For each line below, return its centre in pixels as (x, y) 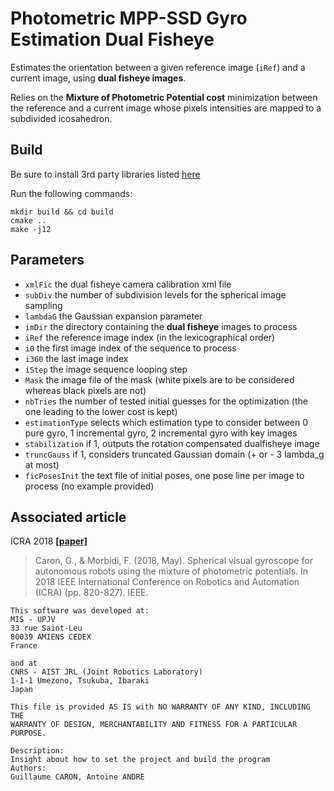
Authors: (28, 768)
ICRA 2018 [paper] (49, 541)
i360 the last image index (76, 358)
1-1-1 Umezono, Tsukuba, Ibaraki (80, 681)
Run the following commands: (71, 193)
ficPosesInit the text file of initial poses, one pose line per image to (164, 475)
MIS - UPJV (33, 620)
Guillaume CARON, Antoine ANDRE (77, 777)
